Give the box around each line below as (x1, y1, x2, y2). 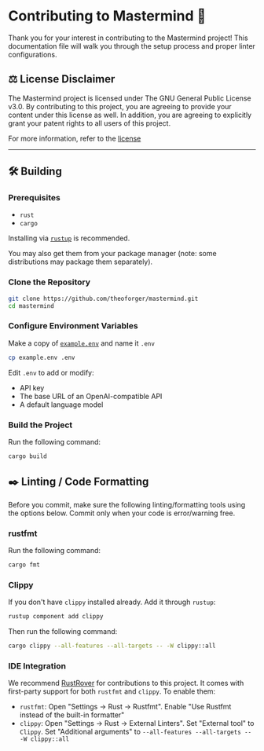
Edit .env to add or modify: (8, 368, 94, 377)
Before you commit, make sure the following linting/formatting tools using (8, 500, 246, 509)
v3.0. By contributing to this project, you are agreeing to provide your (8, 101, 232, 111)
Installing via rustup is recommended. (8, 233, 130, 243)
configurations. (8, 49, 57, 59)
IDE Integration (8, 660, 67, 671)
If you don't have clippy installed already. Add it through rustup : (8, 597, 216, 607)
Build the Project (8, 419, 73, 430)
